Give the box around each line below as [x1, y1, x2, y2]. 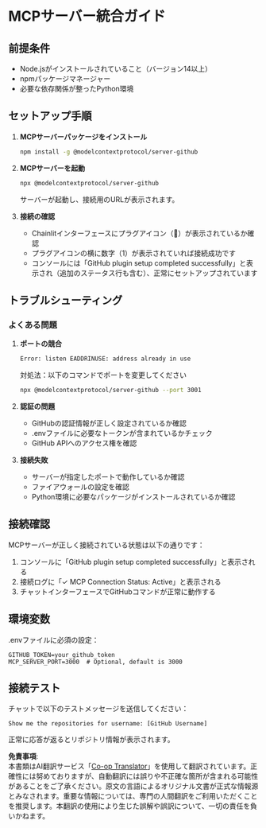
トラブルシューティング [8, 293, 123, 307]
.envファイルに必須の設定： [8, 635, 99, 644]
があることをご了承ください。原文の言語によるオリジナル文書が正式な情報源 [8, 781, 259, 791]
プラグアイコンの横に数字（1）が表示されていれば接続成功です [31, 248, 237, 258]
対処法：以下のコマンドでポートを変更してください [19, 371, 187, 380]
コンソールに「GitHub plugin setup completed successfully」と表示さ [19, 557, 249, 566]
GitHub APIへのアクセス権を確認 [31, 438, 137, 448]
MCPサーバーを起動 [19, 163, 86, 173]
